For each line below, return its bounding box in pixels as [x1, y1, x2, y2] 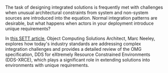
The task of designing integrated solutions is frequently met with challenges [5, 5, 163, 10]
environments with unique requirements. [5, 62, 89, 68]
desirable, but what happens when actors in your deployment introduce [5, 20, 154, 26]
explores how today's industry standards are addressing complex [5, 41, 141, 47]
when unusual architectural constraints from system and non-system [5, 10, 149, 16]
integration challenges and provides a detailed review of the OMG [5, 46, 142, 52]
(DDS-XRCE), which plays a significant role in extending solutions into [5, 57, 150, 62]
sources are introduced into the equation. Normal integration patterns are [5, 15, 158, 21]
